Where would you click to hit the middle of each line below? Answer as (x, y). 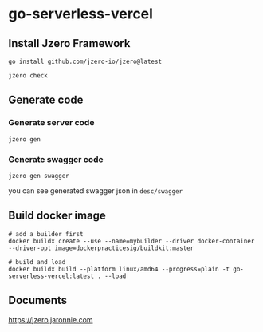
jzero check (28, 76)
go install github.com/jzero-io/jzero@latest (85, 61)
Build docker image (57, 216)
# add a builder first (46, 234)
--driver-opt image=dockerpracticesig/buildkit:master (101, 248)
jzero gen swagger (39, 176)
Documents (38, 300)
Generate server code (51, 123)
